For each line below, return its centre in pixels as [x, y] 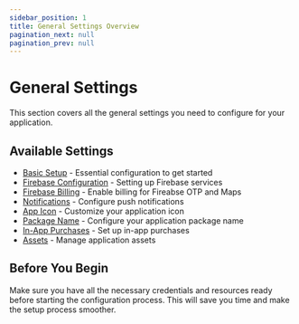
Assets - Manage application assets [89, 240]
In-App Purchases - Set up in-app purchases [106, 230]
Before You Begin [59, 268]
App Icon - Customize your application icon [103, 211]
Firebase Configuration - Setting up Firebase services [122, 182]
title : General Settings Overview [75, 26]
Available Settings [62, 151]
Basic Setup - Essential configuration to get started [117, 172]
